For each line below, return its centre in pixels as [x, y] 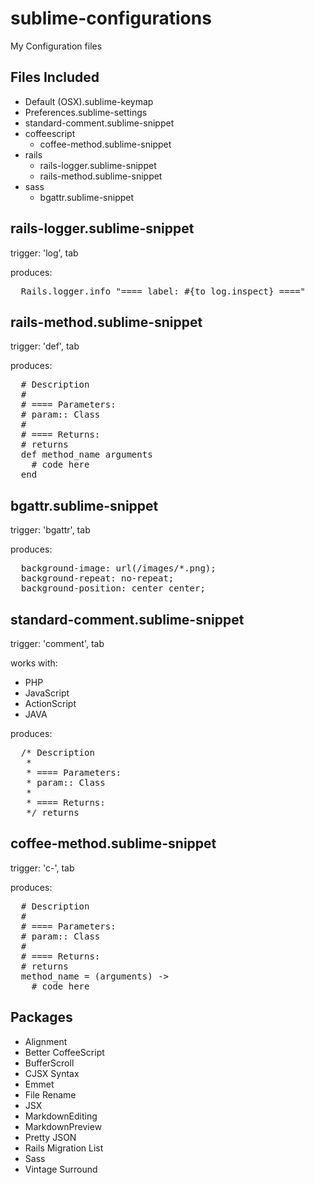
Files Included [55, 77]
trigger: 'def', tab [45, 346]
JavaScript [47, 693]
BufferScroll [49, 1063]
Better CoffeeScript [64, 1052]
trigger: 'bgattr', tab [50, 530]
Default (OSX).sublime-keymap [89, 101]
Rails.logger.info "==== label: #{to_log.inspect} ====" [163, 291]
